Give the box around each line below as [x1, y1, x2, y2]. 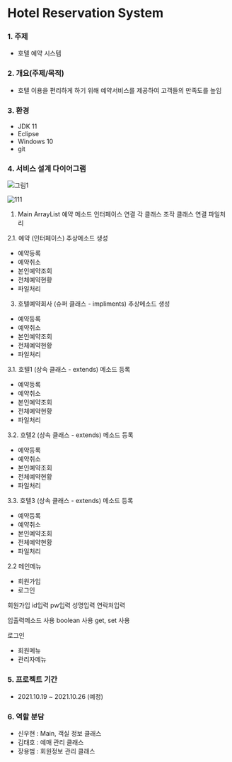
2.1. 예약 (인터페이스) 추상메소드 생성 [7, 234, 108, 243]
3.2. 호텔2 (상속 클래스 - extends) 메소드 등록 [7, 431, 134, 439]
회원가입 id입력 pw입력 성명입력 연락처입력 [7, 601, 126, 609]
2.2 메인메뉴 [7, 562, 42, 570]
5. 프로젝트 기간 [7, 675, 58, 685]
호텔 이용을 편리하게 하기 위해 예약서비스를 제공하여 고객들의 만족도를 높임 [17, 86, 222, 94]
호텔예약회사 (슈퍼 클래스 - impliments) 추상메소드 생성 [17, 299, 170, 308]
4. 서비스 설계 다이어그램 [7, 164, 86, 173]
